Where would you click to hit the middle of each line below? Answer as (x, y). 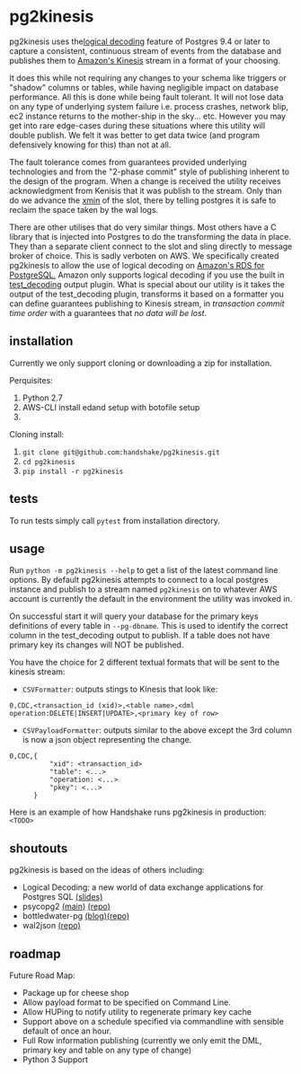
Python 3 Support (55, 1060)
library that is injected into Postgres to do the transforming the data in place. (150, 236)
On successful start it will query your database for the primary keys (134, 616)
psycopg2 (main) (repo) (66, 907)
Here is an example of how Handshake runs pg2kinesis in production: (138, 812)
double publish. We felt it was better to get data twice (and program (135, 135)
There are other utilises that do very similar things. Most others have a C (143, 227)
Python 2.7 (42, 398)
